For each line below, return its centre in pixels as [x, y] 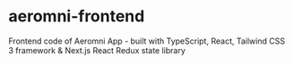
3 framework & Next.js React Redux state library [97, 50]
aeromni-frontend [77, 16]
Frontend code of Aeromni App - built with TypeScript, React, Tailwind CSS [147, 41]
